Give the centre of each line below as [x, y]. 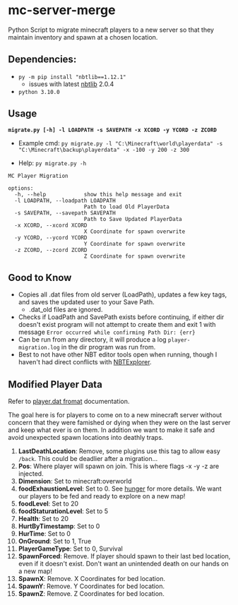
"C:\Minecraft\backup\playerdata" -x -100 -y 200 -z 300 [104, 150]
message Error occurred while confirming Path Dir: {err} [107, 332]
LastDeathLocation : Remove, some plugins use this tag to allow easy [119, 451]
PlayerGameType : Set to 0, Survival [70, 549]
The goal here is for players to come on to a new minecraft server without [115, 415]
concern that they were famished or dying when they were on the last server [119, 423]
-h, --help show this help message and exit [98, 194]
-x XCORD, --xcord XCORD [51, 225]
